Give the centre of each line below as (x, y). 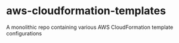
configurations (24, 33)
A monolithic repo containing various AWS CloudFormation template (90, 27)
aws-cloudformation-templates (86, 11)
